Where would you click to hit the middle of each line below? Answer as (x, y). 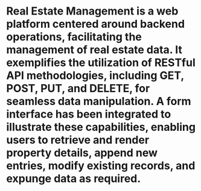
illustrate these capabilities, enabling (101, 127)
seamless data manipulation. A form (99, 102)
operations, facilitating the (74, 37)
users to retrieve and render (78, 140)
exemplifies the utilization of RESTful (101, 63)
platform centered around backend (96, 24)
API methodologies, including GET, (95, 75)
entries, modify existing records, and (101, 166)
